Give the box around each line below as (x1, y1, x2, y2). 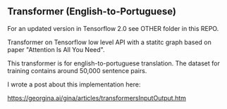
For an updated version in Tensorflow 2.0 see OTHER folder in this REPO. (7, 24, 219, 32)
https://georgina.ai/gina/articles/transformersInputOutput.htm (7, 94, 187, 102)
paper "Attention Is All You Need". (7, 45, 105, 53)
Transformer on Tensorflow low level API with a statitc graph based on (7, 38, 211, 46)
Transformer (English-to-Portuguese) (7, 6, 176, 18)
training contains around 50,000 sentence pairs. (7, 66, 147, 75)
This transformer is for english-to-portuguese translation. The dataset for (7, 59, 220, 68)
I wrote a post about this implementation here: (7, 80, 141, 89)
